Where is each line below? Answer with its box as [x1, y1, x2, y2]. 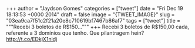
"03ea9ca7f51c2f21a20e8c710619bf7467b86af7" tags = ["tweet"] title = [6, 17, 181, 24]
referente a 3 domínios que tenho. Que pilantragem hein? [6, 29, 144, 36]
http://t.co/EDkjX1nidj [6, 36, 58, 42]
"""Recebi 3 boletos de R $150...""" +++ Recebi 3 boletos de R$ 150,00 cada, [6, 23, 190, 30]
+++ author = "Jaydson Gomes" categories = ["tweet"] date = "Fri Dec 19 [6, 5, 183, 12]
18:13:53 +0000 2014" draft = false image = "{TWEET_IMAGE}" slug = [6, 11, 175, 18]
